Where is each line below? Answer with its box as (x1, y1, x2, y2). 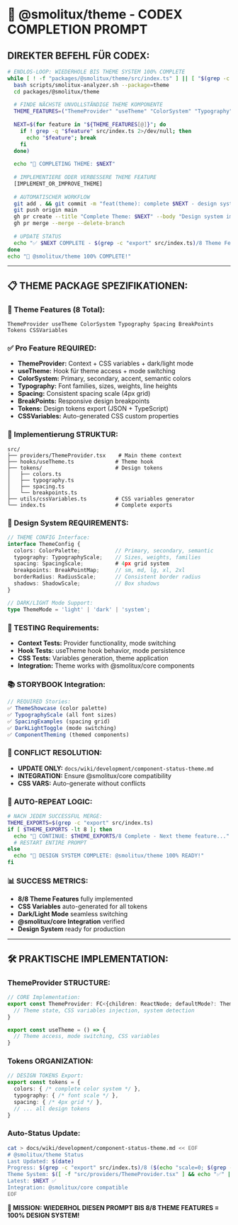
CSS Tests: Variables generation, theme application (17, 654, 169, 662)
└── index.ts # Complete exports (7, 501, 173, 508)
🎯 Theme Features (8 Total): (7, 304, 106, 314)
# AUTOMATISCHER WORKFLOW (13, 193, 91, 200)
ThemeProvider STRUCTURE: (7, 977, 111, 987)
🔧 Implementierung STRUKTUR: (7, 430, 118, 440)
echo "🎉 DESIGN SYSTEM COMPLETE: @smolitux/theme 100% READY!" (13, 853, 204, 860)
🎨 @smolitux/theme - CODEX (7, 6, 183, 23)
